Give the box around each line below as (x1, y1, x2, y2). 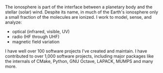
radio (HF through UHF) (12, 34, 60, 39)
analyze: (5, 19, 22, 25)
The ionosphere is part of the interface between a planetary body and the (5, 4, 153, 10)
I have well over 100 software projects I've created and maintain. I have (5, 48, 147, 54)
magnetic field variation (12, 39, 60, 45)
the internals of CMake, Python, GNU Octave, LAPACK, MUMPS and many (5, 59, 153, 64)
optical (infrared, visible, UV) (12, 29, 70, 34)
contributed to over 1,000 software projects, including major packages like (5, 53, 154, 59)
